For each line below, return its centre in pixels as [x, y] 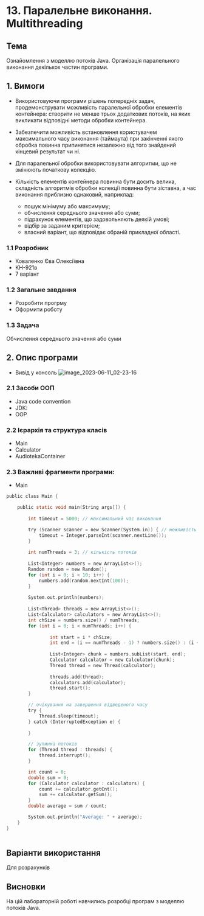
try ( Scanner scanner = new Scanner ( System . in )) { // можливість [113, 530]
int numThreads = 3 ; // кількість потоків [83, 552]
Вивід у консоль [36, 372]
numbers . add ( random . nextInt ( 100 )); [84, 581]
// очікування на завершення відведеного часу [88, 705]
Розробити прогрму [41, 303]
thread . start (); [70, 688]
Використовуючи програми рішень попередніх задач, [85, 100]
